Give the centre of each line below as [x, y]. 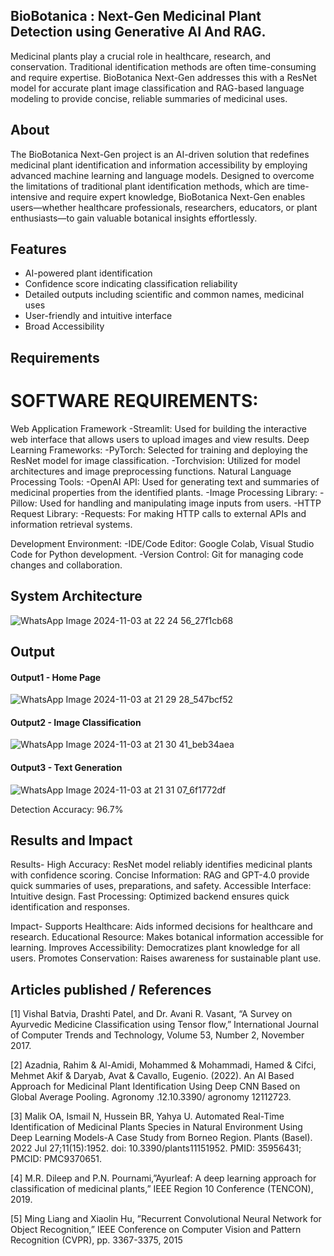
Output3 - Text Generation [66, 767]
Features [38, 249]
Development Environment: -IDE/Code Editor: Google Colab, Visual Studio [162, 543]
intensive [29, 196]
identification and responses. [70, 907]
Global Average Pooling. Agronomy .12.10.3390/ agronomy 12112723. [151, 1097]
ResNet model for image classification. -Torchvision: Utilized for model [155, 460]
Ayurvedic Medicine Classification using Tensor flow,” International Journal [164, 1025]
